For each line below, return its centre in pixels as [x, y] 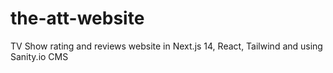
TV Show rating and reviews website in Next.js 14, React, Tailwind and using [166, 46]
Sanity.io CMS [39, 56]
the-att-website [77, 18]
